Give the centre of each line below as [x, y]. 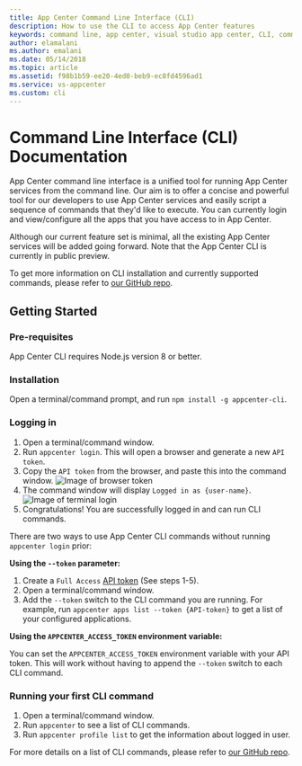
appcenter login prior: [51, 546]
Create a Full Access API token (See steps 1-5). [111, 580]
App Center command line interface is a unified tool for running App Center [148, 182]
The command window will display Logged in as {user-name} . [137, 490]
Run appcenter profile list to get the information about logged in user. [156, 735]
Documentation [69, 156]
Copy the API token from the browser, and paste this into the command [154, 471]
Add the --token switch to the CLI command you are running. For [142, 600]
